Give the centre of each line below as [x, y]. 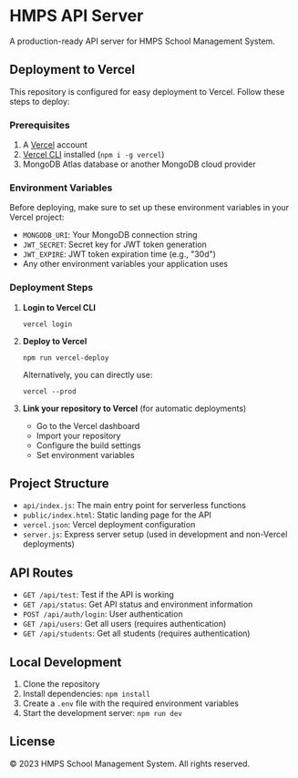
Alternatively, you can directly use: [87, 374]
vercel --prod [49, 391]
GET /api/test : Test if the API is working [98, 595]
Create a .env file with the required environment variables [131, 703]
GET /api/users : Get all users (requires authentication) [124, 624]
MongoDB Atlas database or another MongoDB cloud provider [139, 164]
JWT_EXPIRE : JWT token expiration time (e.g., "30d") [119, 254]
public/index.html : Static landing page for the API [117, 515]
